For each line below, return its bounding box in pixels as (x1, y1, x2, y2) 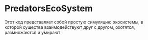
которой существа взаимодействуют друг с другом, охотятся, (4, 24, 135, 30)
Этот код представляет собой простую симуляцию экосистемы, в (4, 19, 144, 25)
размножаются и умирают (4, 29, 61, 35)
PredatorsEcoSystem (4, 3, 93, 14)
